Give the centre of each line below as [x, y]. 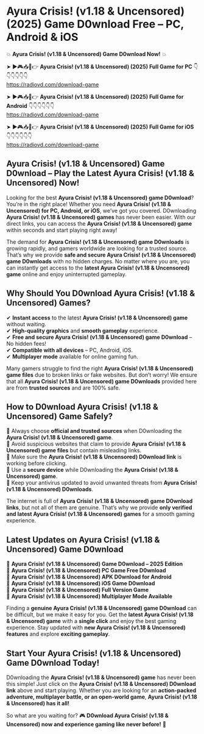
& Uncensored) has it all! [38, 703]
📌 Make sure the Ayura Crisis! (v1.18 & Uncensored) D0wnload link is [94, 457]
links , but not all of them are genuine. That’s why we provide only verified [99, 508]
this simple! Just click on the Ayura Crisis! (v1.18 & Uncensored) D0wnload [101, 684]
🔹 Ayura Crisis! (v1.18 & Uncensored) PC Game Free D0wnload [86, 571]
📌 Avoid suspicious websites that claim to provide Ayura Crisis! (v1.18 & [96, 444]
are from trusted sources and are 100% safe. [63, 388]
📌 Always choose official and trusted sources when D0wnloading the [94, 431]
